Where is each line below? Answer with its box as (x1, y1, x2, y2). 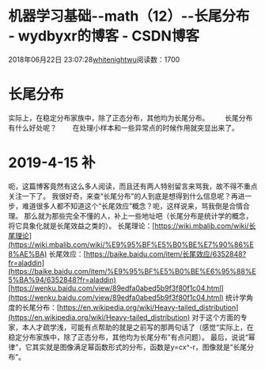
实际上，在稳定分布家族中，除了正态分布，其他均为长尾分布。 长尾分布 (8, 112, 253, 123)
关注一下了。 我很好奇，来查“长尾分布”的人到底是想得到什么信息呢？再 (8, 191, 239, 200)
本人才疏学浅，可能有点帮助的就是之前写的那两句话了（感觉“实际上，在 (21, 322, 255, 332)
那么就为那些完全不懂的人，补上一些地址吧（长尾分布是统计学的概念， (23, 211, 253, 220)
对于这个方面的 (191, 312, 241, 321)
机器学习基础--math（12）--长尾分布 (8, 7, 250, 25)
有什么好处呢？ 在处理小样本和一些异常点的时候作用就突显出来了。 (8, 123, 239, 132)
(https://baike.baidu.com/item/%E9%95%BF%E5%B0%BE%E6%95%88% (8, 266, 252, 276)
